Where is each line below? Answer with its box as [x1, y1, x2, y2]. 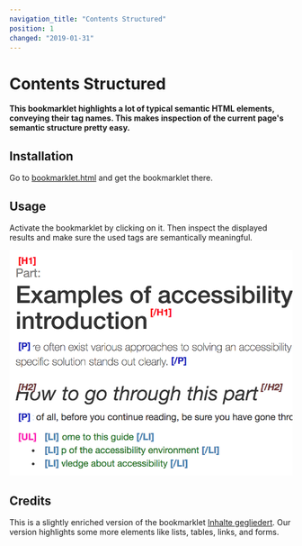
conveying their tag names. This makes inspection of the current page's [9, 113, 285, 123]
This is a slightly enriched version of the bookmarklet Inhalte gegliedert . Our [9, 517, 291, 528]
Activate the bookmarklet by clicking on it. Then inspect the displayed [9, 222, 268, 233]
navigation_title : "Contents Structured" [9, 14, 167, 23]
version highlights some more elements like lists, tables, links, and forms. [9, 527, 280, 538]
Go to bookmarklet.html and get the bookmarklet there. [9, 172, 214, 184]
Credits [9, 493, 52, 508]
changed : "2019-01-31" [9, 33, 94, 42]
